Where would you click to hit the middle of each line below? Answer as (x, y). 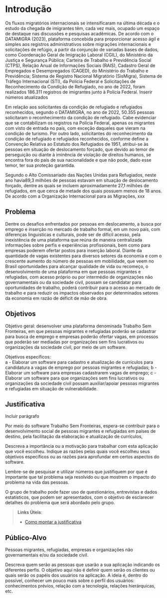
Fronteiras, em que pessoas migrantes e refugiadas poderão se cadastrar (81, 331)
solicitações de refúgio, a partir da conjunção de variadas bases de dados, (82, 49)
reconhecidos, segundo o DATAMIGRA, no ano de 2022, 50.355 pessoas (80, 112)
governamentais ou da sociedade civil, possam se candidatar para (73, 282)
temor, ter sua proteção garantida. (40, 165)
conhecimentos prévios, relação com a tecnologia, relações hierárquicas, (80, 586)
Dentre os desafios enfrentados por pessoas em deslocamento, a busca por (83, 224)
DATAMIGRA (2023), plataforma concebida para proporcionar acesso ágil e (83, 39)
